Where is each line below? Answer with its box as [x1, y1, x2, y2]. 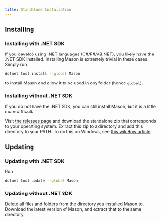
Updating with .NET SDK [5, 158, 65, 165]
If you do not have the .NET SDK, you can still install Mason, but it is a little [5, 104, 156, 110]
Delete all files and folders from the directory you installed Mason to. [5, 201, 144, 207]
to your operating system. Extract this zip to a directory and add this [5, 123, 143, 129]
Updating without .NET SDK [5, 190, 73, 196]
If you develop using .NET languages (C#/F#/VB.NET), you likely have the [5, 51, 154, 57]
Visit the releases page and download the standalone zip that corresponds [5, 118, 156, 124]
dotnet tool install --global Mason [5, 71, 80, 76]
